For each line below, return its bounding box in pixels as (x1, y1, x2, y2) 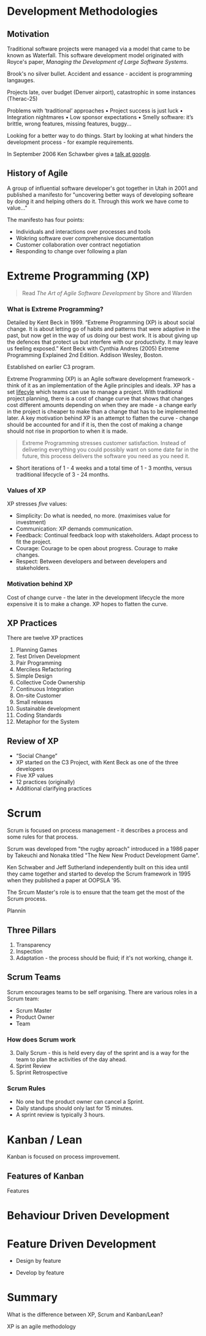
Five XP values (15, 772, 54, 779)
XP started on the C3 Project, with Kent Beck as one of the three (15, 759, 178, 766)
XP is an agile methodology (7, 1323, 76, 1330)
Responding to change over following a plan (15, 247, 128, 255)
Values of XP (7, 486, 47, 494)
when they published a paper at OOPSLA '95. (7, 877, 121, 884)
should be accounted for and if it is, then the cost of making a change (7, 421, 183, 429)
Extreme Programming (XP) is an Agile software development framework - (7, 375, 195, 382)
